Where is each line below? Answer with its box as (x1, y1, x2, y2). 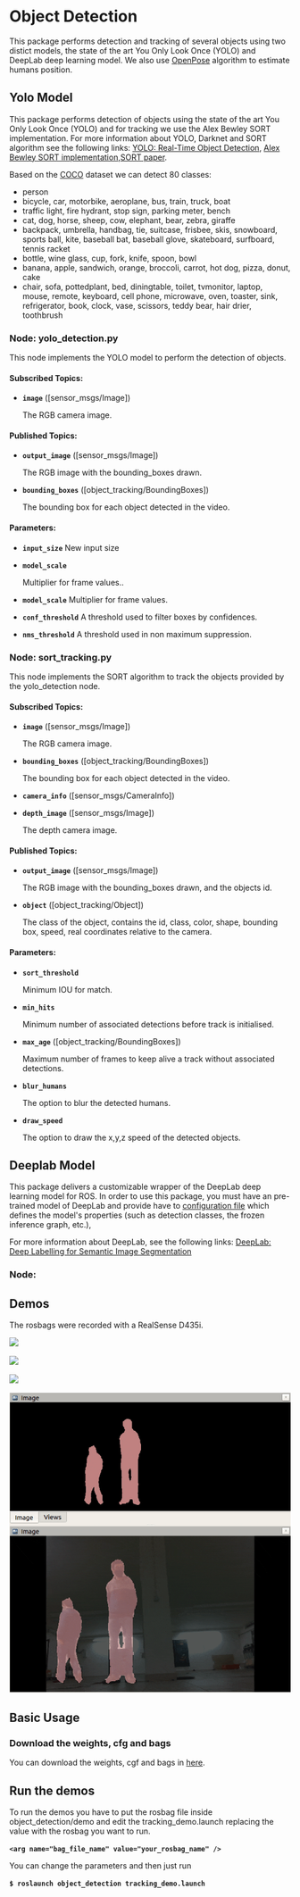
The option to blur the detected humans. (21, 1097, 171, 1108)
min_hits (21, 1003, 55, 1012)
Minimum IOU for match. (21, 984, 113, 994)
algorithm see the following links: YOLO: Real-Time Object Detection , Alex (9, 142, 280, 153)
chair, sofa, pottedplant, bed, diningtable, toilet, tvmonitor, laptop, (21, 281, 263, 292)
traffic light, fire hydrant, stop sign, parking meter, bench (21, 205, 230, 216)
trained (9, 1201, 36, 1211)
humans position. (9, 64, 73, 75)
